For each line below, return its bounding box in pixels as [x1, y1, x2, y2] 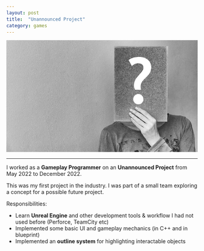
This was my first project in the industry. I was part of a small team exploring [6, 182, 197, 189]
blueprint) [15, 231, 40, 239]
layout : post [6, 10, 39, 16]
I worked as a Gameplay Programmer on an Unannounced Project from [6, 164, 188, 171]
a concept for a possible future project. [6, 189, 104, 196]
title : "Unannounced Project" [6, 16, 86, 22]
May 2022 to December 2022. [6, 170, 82, 178]
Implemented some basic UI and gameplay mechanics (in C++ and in [15, 225, 188, 232]
